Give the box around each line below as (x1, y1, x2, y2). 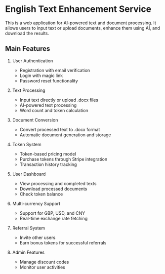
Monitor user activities (19, 264, 65, 270)
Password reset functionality (19, 78, 78, 83)
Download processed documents (19, 186, 87, 192)
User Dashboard (12, 171, 46, 177)
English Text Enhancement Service (5, 3, 152, 15)
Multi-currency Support (12, 200, 61, 206)
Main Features (5, 44, 50, 53)
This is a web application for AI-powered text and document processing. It (5, 20, 157, 26)
